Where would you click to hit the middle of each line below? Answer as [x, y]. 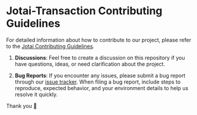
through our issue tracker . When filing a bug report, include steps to [98, 82]
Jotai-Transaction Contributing [84, 11]
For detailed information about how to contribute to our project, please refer [99, 40]
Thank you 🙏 [22, 106]
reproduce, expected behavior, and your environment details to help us [101, 88]
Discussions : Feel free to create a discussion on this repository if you [100, 57]
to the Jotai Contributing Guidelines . [50, 46]
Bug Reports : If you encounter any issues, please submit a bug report [100, 75]
